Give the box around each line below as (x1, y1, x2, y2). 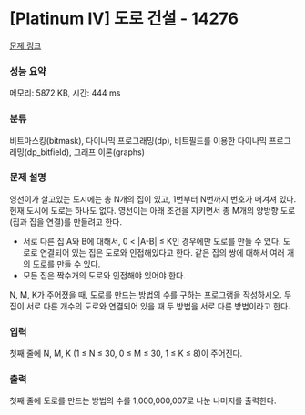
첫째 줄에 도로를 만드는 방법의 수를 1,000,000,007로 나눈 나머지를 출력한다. (9, 395, 277, 406)
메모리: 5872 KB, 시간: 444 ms (9, 87, 121, 98)
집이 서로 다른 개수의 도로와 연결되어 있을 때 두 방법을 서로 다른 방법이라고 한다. (9, 300, 291, 311)
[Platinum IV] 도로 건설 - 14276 (9, 8, 239, 29)
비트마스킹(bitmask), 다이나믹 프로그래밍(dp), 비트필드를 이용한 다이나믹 (9, 135, 267, 146)
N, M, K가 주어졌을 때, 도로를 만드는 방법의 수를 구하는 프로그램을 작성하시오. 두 (9, 288, 292, 300)
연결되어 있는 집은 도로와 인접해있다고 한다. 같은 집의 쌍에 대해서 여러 (39, 247, 285, 258)
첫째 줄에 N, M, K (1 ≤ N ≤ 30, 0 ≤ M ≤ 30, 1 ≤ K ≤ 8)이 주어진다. (9, 348, 243, 359)
